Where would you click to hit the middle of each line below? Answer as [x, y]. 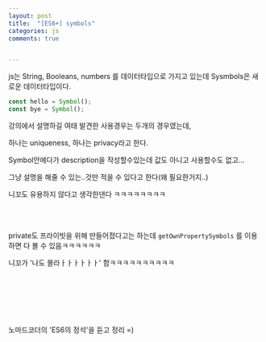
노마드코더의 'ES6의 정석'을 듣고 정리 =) [71, 330]
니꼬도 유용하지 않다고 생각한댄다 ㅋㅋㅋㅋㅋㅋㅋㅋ [87, 194]
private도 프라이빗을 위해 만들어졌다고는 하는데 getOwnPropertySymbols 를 [126, 236]
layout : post [30, 16]
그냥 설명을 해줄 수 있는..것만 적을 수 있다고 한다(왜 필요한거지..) [108, 177]
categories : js [34, 31]
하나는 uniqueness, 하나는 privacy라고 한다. [79, 143]
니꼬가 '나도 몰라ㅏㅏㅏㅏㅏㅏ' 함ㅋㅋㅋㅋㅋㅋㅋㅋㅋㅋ [91, 263]
